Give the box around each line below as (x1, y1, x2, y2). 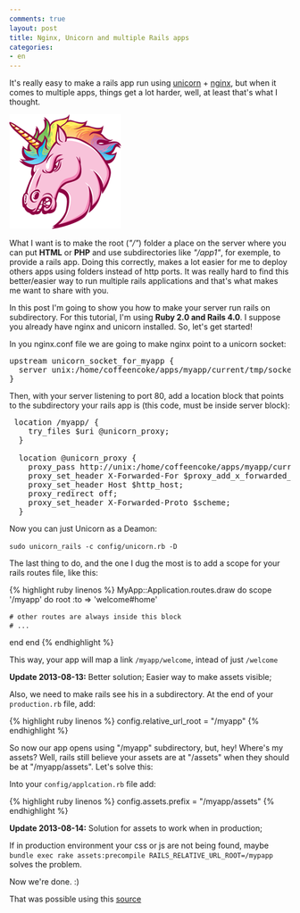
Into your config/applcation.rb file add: (9, 779, 156, 790)
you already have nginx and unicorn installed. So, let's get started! (9, 321, 253, 332)
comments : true (9, 14, 66, 23)
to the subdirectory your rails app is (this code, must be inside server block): (9, 400, 290, 411)
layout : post (9, 23, 58, 33)
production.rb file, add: (9, 699, 96, 710)
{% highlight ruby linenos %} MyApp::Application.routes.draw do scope (9, 585, 272, 595)
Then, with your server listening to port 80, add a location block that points (9, 391, 284, 402)
